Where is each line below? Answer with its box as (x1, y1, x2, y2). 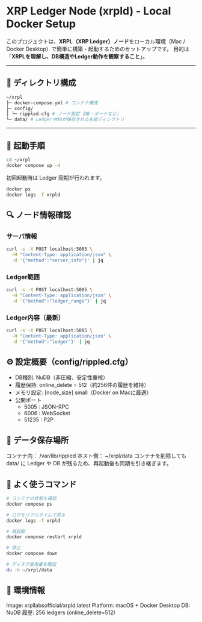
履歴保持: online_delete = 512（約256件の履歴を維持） (14, 382, 150, 389)
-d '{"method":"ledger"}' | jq (11, 339, 90, 345)
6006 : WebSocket (23, 410, 70, 417)
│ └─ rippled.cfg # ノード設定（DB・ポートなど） (6, 111, 121, 117)
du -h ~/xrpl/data (6, 567, 52, 573)
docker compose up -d (6, 162, 61, 168)
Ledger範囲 (6, 272, 40, 281)
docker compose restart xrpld (6, 534, 82, 540)
